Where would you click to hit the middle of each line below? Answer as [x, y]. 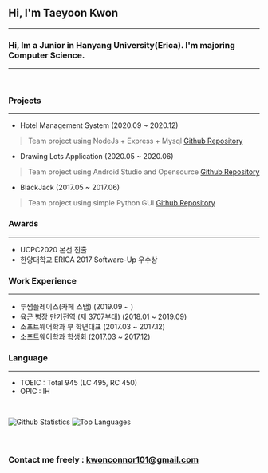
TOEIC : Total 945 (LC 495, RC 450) [79, 383]
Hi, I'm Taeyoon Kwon [63, 13]
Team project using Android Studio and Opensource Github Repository [144, 172]
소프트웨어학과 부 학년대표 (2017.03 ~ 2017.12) [93, 326]
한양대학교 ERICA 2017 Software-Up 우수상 [89, 260]
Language [28, 357]
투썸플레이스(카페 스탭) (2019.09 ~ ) [77, 306]
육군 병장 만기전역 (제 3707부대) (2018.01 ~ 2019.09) [103, 316]
